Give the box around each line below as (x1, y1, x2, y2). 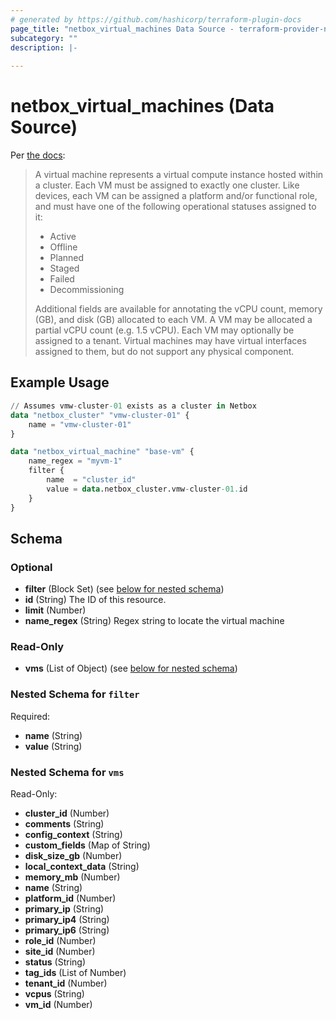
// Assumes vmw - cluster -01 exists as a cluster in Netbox (10, 401, 257, 411)
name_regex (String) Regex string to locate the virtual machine (24, 615, 285, 627)
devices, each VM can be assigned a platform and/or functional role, (34, 190, 318, 202)
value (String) (24, 740, 83, 752)
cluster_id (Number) (24, 807, 110, 820)
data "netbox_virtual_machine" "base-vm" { (10, 447, 195, 457)
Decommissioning (49, 284, 125, 296)
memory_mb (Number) (24, 871, 121, 883)
